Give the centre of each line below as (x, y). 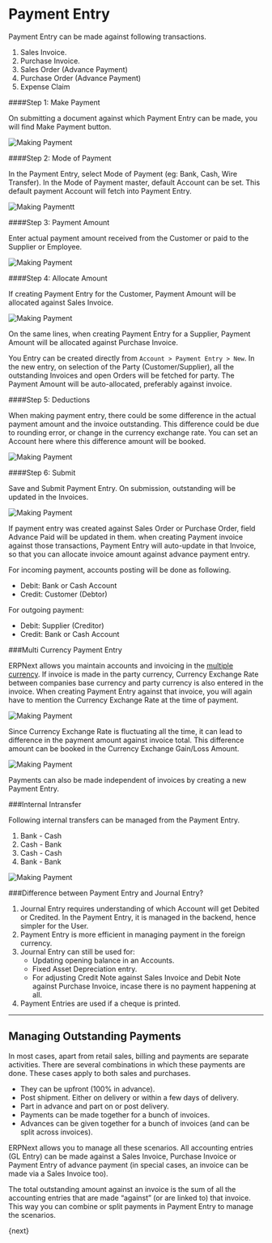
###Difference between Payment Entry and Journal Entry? (106, 893)
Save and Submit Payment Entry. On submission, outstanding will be (122, 488)
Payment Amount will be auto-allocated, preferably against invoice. (120, 384)
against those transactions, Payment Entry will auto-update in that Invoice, (132, 545)
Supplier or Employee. (45, 246)
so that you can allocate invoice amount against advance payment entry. (130, 554)
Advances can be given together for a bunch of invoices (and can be (135, 1123)
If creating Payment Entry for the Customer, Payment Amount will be (122, 293)
